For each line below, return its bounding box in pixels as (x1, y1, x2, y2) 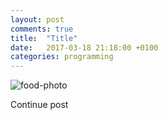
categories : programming (10, 52, 114, 62)
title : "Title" (10, 33, 78, 43)
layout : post (10, 14, 65, 25)
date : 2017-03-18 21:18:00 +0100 (10, 42, 159, 53)
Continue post (10, 99, 69, 111)
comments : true (10, 24, 74, 34)
